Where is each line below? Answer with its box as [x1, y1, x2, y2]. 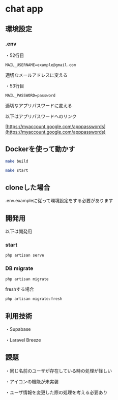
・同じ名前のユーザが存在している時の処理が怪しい [5, 367, 112, 374]
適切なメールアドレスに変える [5, 72, 68, 78]
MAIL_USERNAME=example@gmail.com [5, 62, 76, 68]
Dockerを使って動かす [5, 145, 75, 153]
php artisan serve [5, 253, 44, 258]
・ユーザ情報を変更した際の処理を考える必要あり [5, 389, 108, 395]
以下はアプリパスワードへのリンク [5, 113, 77, 119]
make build [5, 159, 28, 164]
